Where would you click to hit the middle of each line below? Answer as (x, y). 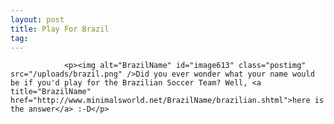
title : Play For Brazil (60, 29)
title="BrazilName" (51, 92)
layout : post (37, 19)
